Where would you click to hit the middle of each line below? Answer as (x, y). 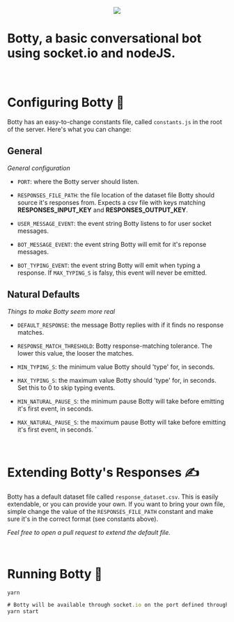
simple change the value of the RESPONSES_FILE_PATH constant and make (110, 511)
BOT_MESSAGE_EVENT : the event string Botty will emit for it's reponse (112, 244)
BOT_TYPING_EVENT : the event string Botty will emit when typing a (109, 265)
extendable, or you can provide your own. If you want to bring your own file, (116, 504)
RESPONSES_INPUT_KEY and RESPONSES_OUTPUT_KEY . (102, 210)
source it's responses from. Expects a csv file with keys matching (111, 202)
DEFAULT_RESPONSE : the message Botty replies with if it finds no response (120, 325)
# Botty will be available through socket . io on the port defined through (118, 605)
